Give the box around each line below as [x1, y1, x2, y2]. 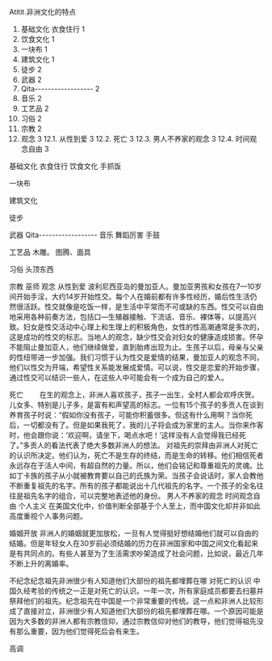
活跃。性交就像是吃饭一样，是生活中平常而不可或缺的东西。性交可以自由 [23, 302, 264, 311]
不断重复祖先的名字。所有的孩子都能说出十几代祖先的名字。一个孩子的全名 [9, 481, 257, 490]
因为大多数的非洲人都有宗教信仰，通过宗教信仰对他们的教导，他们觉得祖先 [9, 617, 257, 625]
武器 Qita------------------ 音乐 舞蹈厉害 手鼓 [9, 230, 161, 239]
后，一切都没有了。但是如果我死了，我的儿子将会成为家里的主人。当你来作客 [9, 420, 264, 430]
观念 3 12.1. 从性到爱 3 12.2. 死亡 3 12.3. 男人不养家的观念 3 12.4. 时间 [20, 134, 250, 143]
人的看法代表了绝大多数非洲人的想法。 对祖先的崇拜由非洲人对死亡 [36, 440, 259, 450]
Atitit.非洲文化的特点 [9, 7, 76, 16]
